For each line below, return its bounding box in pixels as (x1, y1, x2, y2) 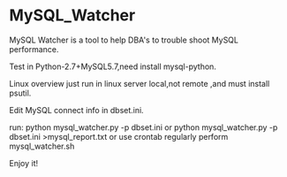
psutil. (9, 88, 32, 98)
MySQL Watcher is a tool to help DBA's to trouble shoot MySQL (9, 35, 238, 45)
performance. (9, 43, 59, 54)
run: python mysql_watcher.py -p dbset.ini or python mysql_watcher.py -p (9, 121, 278, 133)
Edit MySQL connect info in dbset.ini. (9, 104, 144, 115)
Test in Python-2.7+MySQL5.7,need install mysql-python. (9, 61, 216, 72)
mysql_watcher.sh (9, 141, 75, 151)
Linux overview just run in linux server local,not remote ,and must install (9, 78, 270, 88)
